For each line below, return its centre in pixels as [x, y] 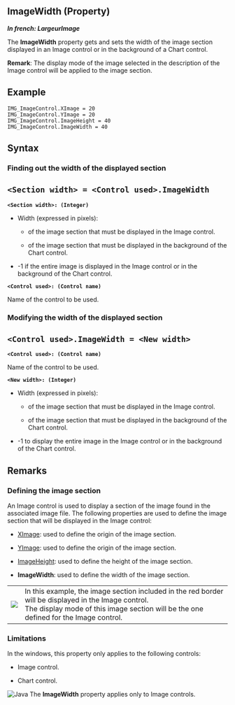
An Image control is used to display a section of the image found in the [109, 506]
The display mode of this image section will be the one [114, 609]
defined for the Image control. [74, 618]
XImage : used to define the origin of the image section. [97, 534]
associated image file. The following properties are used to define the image [117, 513]
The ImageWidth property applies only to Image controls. [113, 695]
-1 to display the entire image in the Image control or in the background [120, 441]
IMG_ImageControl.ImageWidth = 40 [58, 127]
